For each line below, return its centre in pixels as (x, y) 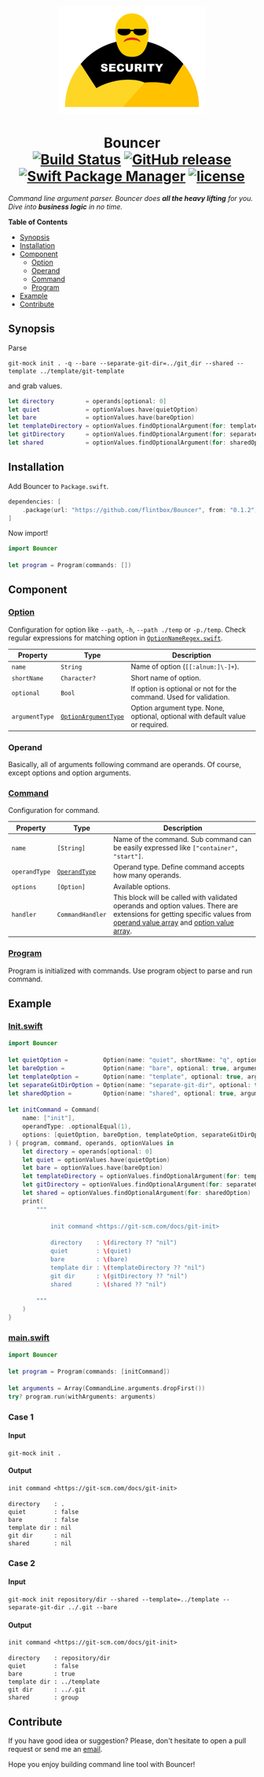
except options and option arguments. (70, 773)
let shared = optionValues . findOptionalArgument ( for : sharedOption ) (137, 1193)
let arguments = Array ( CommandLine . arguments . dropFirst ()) (107, 1388)
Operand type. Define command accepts (179, 867)
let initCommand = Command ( (54, 1110)
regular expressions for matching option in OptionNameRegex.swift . (115, 638)
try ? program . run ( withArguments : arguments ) (82, 1397)
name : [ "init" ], (49, 1119)
